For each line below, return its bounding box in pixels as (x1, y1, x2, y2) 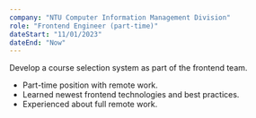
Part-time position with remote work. (22, 80, 159, 90)
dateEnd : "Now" (9, 38, 66, 47)
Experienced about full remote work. (22, 99, 158, 110)
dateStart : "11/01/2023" (9, 29, 102, 38)
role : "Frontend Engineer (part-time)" (9, 21, 159, 30)
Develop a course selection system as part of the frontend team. (9, 63, 248, 73)
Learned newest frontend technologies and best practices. (22, 89, 240, 100)
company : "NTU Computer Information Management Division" (9, 13, 231, 22)
